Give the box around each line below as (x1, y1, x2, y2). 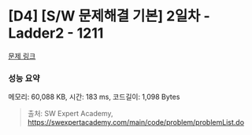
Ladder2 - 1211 (8, 24, 104, 42)
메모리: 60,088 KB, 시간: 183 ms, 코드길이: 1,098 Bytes (8, 92, 180, 102)
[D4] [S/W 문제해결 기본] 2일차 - (8, 7, 210, 25)
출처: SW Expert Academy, (27, 109, 113, 119)
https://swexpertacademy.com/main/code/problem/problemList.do (27, 118, 245, 127)
